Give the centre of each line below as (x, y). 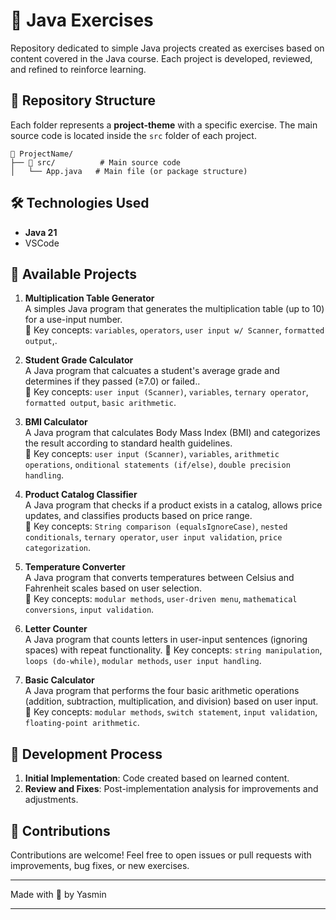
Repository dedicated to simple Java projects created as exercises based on (167, 48)
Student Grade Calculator (79, 360)
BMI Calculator (56, 422)
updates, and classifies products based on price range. (138, 516)
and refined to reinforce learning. (78, 69)
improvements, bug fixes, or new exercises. (100, 865)
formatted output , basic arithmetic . (100, 403)
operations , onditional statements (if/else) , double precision (157, 465)
